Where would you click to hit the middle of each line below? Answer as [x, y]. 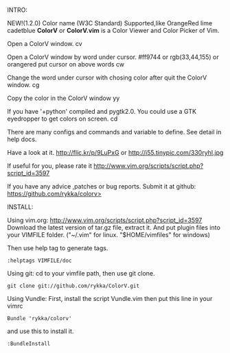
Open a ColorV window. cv [45, 44]
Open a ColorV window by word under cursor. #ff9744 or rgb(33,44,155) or [113, 57]
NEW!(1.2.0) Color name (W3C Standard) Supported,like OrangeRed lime [110, 23]
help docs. [22, 139]
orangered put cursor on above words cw [66, 64]
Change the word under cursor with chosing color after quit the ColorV [107, 77]
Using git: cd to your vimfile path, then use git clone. [81, 273]
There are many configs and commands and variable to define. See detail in [114, 132]
